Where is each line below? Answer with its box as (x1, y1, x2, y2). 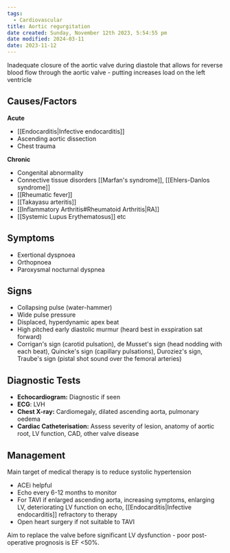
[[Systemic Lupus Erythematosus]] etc (16, 212, 126, 220)
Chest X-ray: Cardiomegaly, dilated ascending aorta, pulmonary (16, 408, 199, 416)
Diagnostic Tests (7, 375, 81, 386)
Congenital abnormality (16, 168, 84, 176)
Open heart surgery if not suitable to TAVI (16, 518, 135, 526)
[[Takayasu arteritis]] (16, 198, 77, 206)
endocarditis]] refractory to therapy (16, 510, 118, 519)
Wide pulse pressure (16, 311, 76, 319)
